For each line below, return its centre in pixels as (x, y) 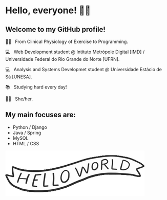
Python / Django (30, 127)
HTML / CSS (26, 143)
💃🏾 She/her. (19, 99)
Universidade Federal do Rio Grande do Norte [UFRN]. (62, 59)
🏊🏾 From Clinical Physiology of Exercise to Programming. (67, 41)
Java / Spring (27, 132)
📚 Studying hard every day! (36, 87)
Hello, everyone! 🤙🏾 (48, 10)
